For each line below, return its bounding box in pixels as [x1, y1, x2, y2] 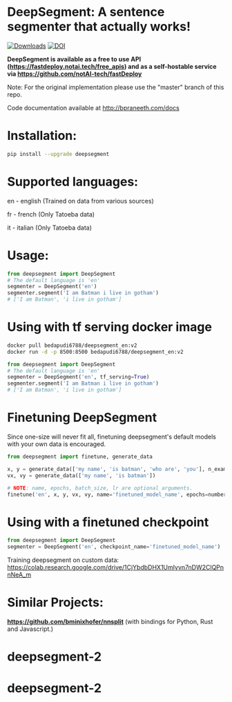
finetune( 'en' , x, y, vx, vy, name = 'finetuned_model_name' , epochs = [7, 491, 209, 498]
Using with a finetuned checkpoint [7, 514, 209, 530]
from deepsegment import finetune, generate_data [7, 453, 153, 460]
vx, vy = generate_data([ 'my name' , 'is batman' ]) [7, 472, 156, 479]
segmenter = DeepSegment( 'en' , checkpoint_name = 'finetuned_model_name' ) [7, 543, 221, 550]
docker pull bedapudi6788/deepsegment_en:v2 [7, 342, 137, 349]
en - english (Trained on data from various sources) [7, 197, 154, 205]
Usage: [7, 248, 50, 263]
